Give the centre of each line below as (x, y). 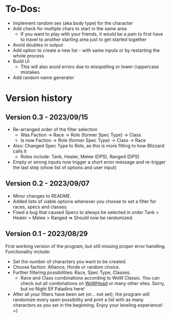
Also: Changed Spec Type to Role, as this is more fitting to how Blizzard (89, 145)
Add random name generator (43, 77)
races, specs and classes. (40, 207)
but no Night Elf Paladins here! (53, 289)
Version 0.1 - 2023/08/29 (47, 234)
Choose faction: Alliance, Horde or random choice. (66, 267)
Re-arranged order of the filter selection (55, 129)
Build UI (21, 61)
